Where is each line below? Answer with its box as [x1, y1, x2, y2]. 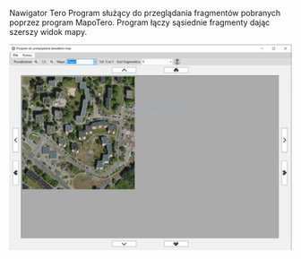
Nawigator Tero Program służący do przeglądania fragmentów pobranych [9, 8, 281, 18]
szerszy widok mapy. [9, 27, 88, 37]
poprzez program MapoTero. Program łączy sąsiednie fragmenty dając [9, 17, 271, 28]
